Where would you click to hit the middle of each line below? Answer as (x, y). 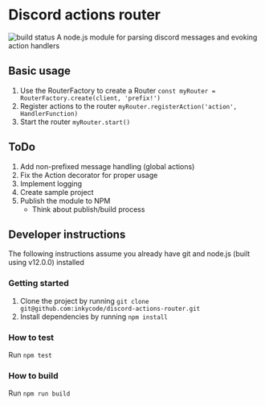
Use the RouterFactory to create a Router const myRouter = (118, 90)
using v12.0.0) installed (46, 263)
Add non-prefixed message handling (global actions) (107, 166)
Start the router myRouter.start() (75, 122)
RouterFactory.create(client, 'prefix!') (90, 98)
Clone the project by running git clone (85, 300)
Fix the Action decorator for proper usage (89, 175)
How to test (31, 338)
